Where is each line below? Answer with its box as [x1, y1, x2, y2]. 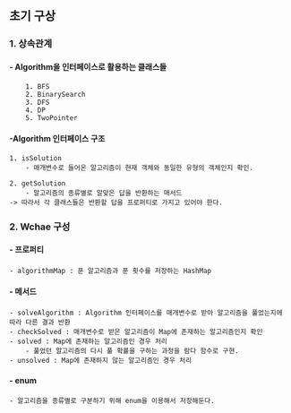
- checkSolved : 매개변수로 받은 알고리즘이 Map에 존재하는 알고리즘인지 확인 [9, 328, 263, 337]
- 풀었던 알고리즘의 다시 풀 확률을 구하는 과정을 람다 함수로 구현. [25, 347, 239, 356]
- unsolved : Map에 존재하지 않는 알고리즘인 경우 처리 [9, 357, 193, 366]
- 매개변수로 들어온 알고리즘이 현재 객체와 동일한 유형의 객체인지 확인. [25, 163, 253, 172]
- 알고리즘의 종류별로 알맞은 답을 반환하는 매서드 [25, 188, 183, 197]
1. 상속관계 [9, 38, 53, 50]
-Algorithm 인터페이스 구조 [9, 133, 106, 144]
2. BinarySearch [25, 90, 87, 99]
